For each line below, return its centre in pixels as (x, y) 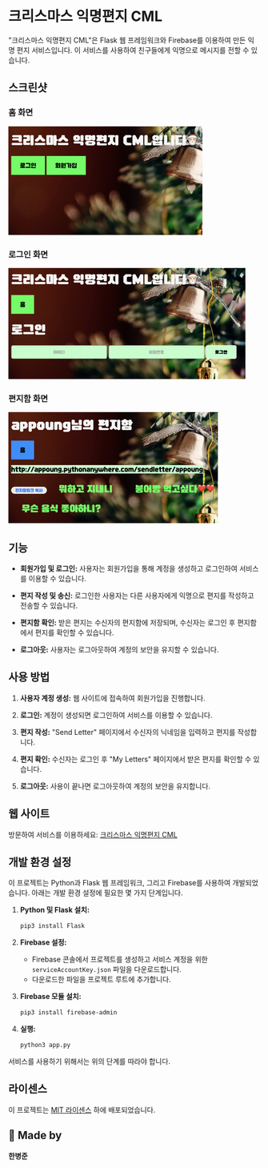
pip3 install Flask (52, 926)
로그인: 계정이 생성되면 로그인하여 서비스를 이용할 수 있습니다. (116, 715)
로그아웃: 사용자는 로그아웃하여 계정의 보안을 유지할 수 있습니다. (119, 650)
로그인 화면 (28, 255)
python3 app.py (45, 1046)
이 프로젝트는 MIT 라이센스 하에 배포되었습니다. (82, 1110)
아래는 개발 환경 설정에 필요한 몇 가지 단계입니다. (107, 893)
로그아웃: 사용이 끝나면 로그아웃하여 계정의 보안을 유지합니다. (115, 786)
